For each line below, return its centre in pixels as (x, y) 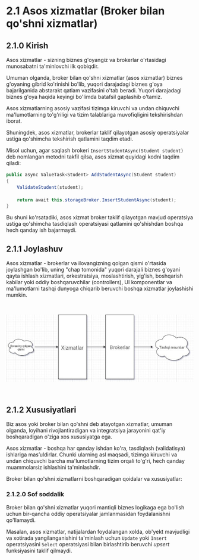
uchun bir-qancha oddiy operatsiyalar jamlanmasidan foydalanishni (88, 514)
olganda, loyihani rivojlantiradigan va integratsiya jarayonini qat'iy (86, 431)
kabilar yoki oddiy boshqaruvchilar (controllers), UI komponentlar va (89, 282)
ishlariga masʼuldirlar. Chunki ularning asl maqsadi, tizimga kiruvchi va (92, 455)
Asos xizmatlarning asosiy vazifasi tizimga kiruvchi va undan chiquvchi (93, 108)
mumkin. (17, 295)
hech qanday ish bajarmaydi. (42, 230)
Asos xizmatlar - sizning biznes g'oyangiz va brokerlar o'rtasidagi (86, 60)
